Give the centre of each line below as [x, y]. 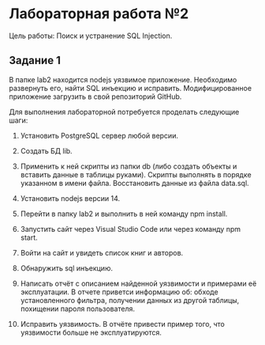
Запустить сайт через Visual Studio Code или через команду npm [131, 229]
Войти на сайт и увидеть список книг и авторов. [102, 252]
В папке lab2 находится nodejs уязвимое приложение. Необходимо [123, 79]
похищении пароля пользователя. [78, 309]
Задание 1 [35, 61]
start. [29, 237]
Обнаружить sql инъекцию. [67, 268]
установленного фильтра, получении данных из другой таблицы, [130, 300]
